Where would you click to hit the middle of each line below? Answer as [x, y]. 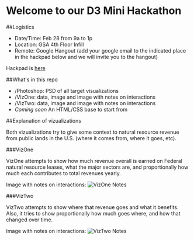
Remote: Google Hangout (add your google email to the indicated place [100, 50]
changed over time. [30, 220]
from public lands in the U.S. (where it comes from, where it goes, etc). [91, 138]
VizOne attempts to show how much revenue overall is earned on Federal [94, 161]
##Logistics [20, 27]
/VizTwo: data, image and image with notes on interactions [85, 103]
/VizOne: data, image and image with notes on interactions [85, 97]
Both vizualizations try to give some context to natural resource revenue [93, 132]
